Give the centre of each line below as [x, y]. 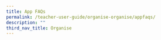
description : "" [26, 22]
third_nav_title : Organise [39, 28]
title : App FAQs [26, 11]
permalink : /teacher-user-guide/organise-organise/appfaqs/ [81, 17]
